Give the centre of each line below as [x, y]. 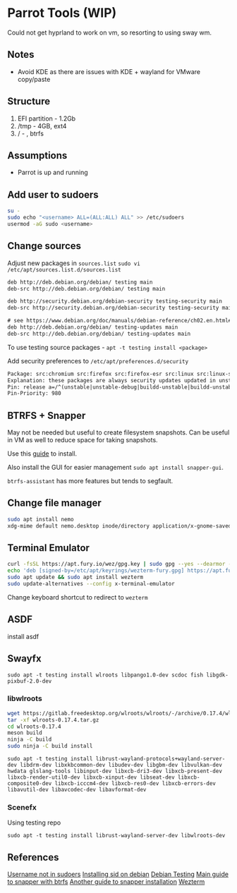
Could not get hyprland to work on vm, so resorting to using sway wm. [110, 32]
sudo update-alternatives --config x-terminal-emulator [91, 584]
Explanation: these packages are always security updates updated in [112, 380]
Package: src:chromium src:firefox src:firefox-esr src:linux [101, 374]
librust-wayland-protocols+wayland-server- [160, 759]
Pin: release [26, 387]
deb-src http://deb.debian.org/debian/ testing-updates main [99, 334]
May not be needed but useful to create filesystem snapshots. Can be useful [119, 432]
